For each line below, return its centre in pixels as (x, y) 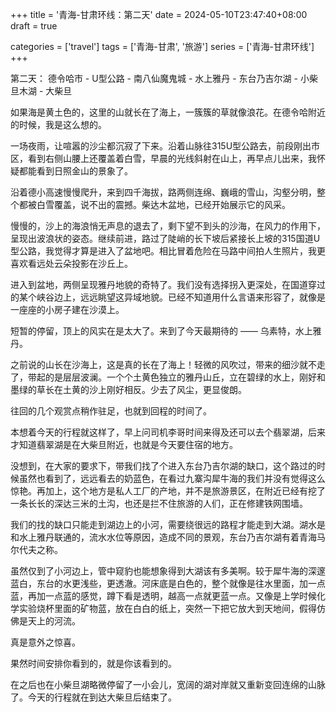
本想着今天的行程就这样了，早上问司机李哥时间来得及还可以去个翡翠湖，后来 (168, 432)
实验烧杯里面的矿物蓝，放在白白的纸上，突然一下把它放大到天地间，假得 (167, 608)
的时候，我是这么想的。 (58, 124)
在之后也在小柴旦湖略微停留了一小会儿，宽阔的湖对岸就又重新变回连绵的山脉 (168, 684)
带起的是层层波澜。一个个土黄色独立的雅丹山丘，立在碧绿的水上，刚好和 (176, 377)
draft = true (34, 26)
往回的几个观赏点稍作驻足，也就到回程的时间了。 (111, 411)
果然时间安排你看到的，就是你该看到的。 (93, 663)
